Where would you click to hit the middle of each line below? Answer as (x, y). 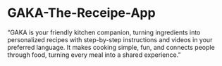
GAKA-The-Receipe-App (82, 13)
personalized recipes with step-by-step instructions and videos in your (110, 39)
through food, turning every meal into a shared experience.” (94, 55)
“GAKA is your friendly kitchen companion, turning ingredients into (104, 32)
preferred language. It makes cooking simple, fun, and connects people (111, 47)
